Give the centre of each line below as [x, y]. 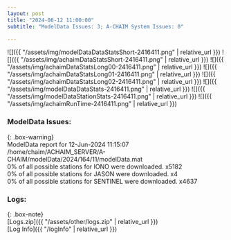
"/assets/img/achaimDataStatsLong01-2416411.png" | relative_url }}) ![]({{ [111, 74]
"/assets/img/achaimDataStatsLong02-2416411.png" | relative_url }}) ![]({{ [112, 82]
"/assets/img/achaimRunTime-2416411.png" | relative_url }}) [92, 104]
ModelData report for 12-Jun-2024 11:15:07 [68, 144]
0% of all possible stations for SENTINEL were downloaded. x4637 [102, 181]
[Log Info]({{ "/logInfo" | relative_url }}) [62, 229]
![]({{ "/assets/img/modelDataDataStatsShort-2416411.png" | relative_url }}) [114, 52]
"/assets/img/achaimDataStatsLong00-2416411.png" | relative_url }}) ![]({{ [112, 67]
